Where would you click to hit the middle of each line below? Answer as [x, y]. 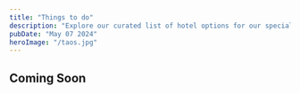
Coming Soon [48, 78]
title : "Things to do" [51, 17]
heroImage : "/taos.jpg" [54, 42]
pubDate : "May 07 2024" [54, 34]
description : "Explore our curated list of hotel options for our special [151, 26]
